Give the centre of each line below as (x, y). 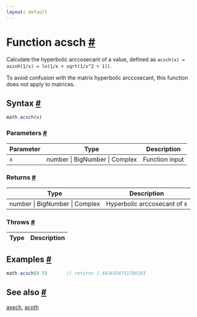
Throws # (21, 222)
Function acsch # (51, 42)
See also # (27, 292)
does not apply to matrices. (41, 84)
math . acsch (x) (24, 117)
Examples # (29, 259)
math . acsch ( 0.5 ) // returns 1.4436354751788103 (76, 273)
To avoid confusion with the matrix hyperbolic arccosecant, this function (97, 78)
